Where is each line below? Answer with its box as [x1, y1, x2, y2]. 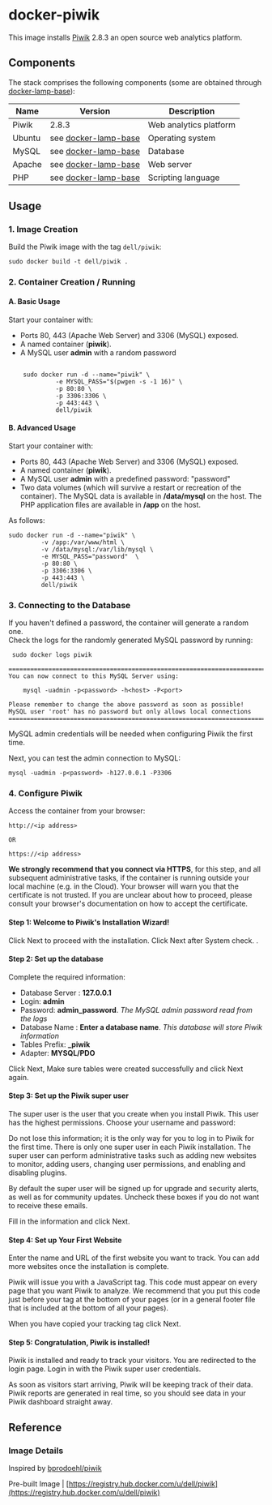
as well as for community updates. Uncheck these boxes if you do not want [8, 1192, 260, 1202]
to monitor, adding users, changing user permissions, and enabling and [8, 1159, 246, 1168]
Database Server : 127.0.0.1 [19, 988, 112, 997]
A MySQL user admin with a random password [19, 347, 176, 358]
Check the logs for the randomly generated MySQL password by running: [8, 635, 253, 645]
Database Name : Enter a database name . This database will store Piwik [19, 1022, 263, 1031]
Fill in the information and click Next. [8, 1216, 130, 1226]
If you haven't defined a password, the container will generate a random [8, 618, 249, 628]
